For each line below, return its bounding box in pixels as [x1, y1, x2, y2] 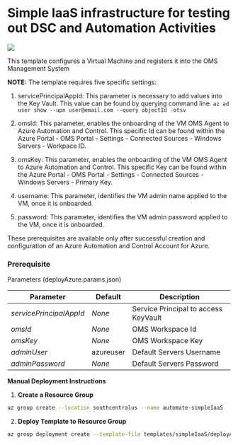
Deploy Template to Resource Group [17, 417, 127, 426]
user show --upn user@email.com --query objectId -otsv [17, 106, 186, 114]
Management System [7, 64, 69, 72]
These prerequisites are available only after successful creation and [7, 233, 205, 242]
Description [159, 292, 200, 302]
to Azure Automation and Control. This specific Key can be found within [17, 163, 227, 171]
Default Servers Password [132, 359, 220, 369]
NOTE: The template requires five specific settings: [7, 78, 157, 86]
